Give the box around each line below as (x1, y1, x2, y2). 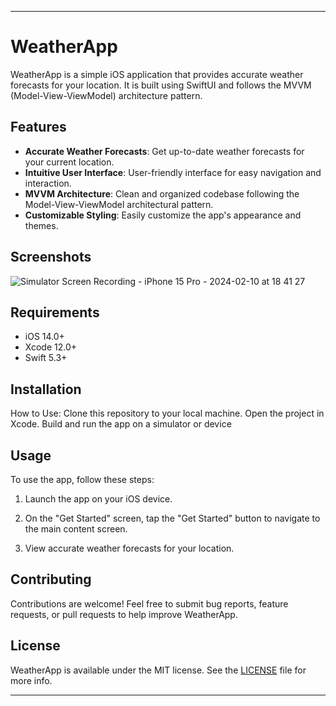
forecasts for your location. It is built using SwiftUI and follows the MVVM (10, 79, 312, 91)
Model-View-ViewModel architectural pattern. (24, 198, 214, 210)
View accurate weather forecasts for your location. (24, 542, 235, 554)
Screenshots (10, 249, 92, 266)
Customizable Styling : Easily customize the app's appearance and (24, 209, 302, 221)
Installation (10, 381, 82, 398)
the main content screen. (24, 523, 128, 535)
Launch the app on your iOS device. (24, 493, 173, 505)
